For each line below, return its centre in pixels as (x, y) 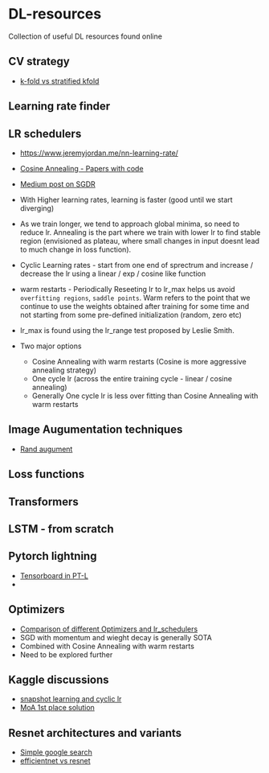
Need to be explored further (66, 654)
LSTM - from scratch (61, 529)
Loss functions (47, 474)
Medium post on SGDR (58, 184)
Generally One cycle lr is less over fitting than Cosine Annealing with (145, 396)
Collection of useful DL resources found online (86, 36)
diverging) (37, 208)
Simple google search (56, 752)
